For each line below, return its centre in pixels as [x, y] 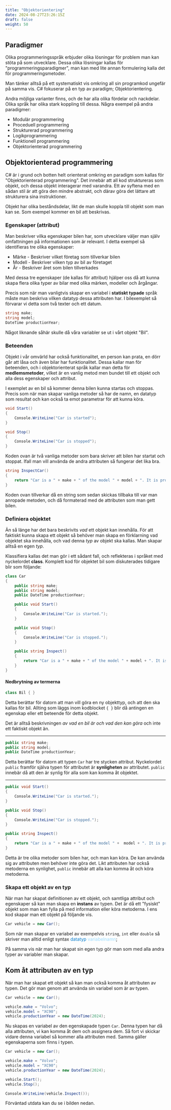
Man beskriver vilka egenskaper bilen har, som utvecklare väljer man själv [83, 236]
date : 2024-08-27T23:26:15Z [35, 15]
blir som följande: [23, 566]
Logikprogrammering [35, 136]
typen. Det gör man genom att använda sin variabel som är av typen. [77, 988]
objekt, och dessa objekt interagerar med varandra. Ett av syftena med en [82, 186]
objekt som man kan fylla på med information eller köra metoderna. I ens [81, 909]
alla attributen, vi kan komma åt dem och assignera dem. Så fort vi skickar [83, 1031]
